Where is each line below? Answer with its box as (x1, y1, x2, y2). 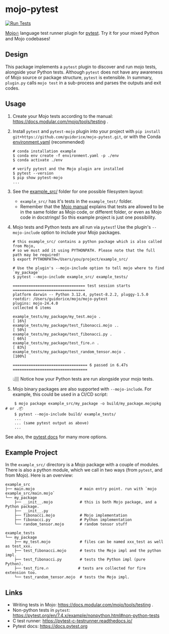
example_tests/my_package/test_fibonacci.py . (12, 332, 112, 337)
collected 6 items (12, 305, 51, 310)
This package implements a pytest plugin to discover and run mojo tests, (5, 64, 157, 70)
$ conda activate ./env (12, 157, 63, 162)
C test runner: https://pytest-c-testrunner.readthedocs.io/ (12, 618, 133, 624)
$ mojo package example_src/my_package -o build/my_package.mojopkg (14, 401, 161, 406)
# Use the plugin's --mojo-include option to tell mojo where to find (12, 266, 164, 271)
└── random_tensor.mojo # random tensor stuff (14, 522, 128, 527)
